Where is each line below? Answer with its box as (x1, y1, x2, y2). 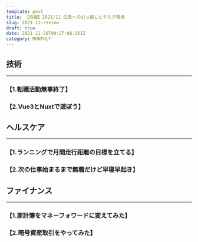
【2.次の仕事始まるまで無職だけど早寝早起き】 (6, 165, 139, 174)
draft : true (6, 25, 35, 31)
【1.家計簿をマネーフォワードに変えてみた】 (6, 211, 131, 220)
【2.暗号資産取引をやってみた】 (6, 228, 96, 237)
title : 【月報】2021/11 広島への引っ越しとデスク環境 (6, 14, 125, 20)
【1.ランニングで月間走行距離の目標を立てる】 (6, 148, 138, 157)
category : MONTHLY (6, 36, 51, 42)
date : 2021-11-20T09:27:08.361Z (6, 31, 85, 37)
